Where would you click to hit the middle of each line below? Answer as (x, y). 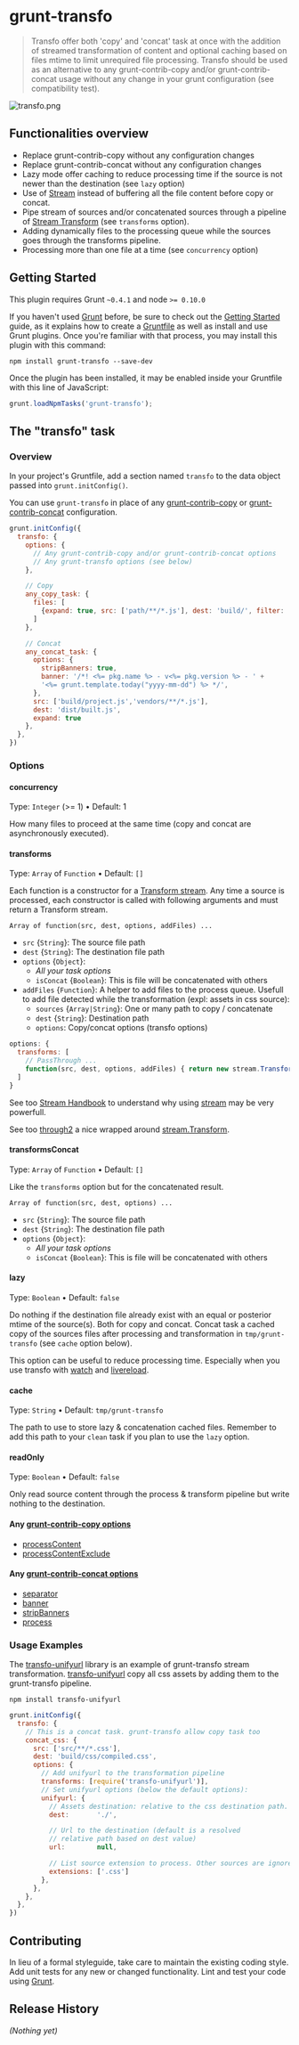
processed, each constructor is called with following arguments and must (144, 900)
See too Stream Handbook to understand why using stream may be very (141, 1103)
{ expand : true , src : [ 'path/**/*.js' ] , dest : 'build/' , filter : (163, 611)
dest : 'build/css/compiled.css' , (95, 1756)
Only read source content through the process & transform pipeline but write (149, 1495)
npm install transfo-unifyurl (65, 1700)
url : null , (83, 1847)
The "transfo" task (62, 431)
